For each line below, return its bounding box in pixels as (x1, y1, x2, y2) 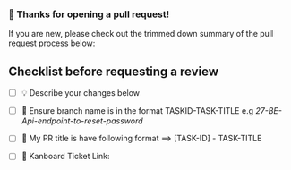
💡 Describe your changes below (21, 88, 141, 98)
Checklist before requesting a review (8, 64, 219, 79)
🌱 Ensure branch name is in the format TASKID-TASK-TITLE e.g (21, 106, 254, 116)
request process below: (8, 38, 96, 48)
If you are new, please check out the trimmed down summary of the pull (8, 29, 274, 39)
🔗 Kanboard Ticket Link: (21, 151, 110, 162)
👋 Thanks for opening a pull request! (8, 8, 170, 21)
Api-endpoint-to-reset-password (21, 115, 144, 126)
